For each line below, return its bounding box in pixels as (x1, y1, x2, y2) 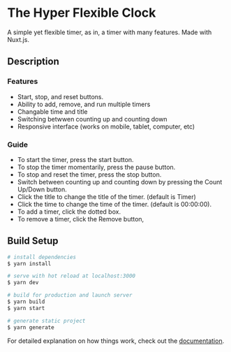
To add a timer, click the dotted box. (17, 207, 121, 216)
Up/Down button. (17, 185, 68, 193)
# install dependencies (7, 254, 77, 261)
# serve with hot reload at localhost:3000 (7, 272, 136, 280)
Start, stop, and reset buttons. (17, 92, 103, 101)
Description (7, 56, 59, 68)
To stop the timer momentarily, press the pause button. (17, 163, 176, 171)
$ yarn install (7, 260, 52, 267)
